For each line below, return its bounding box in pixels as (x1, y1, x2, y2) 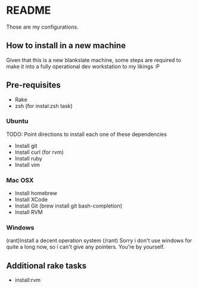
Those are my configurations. (6, 23, 79, 30)
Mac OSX (6, 176, 34, 184)
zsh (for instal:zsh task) (14, 102, 73, 109)
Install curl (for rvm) (14, 148, 64, 156)
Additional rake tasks (6, 261, 86, 271)
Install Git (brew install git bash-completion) (14, 202, 122, 209)
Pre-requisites (6, 80, 61, 90)
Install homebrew (14, 190, 58, 197)
